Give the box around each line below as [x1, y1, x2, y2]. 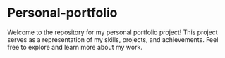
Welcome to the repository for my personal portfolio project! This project [7, 28, 218, 36]
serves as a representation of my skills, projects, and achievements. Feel [7, 35, 219, 43]
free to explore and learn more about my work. [7, 43, 143, 51]
